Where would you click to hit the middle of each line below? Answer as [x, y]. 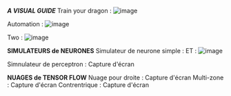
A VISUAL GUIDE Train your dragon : [59, 11]
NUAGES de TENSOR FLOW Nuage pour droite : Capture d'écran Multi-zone [115, 77]
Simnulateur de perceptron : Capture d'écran [71, 64]
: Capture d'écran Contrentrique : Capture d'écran [78, 85]
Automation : [25, 24]
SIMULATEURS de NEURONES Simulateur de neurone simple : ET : [102, 51]
